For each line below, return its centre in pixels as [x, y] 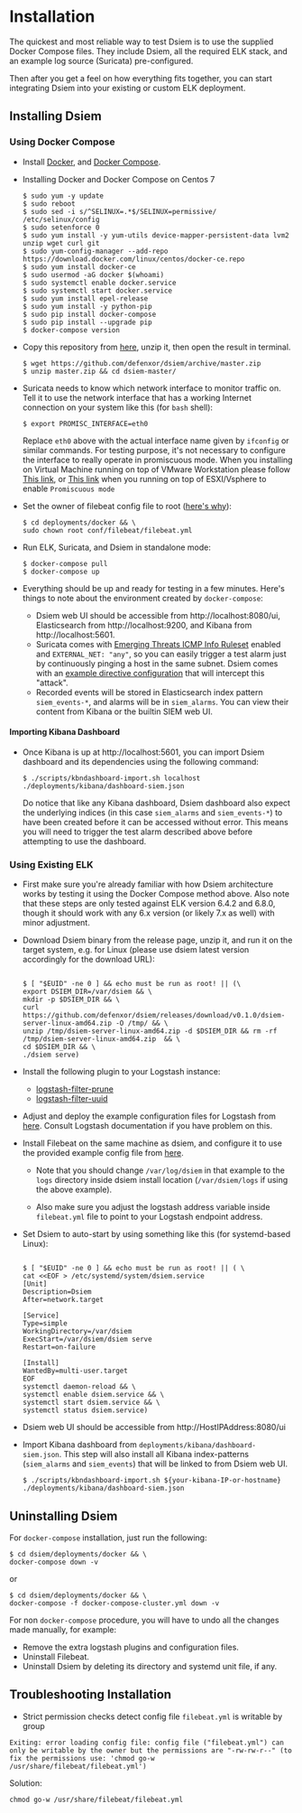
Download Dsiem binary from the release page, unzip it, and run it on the [157, 940]
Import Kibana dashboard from [79, 1445]
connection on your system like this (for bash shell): [118, 407]
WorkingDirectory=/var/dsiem [77, 1332]
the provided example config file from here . [103, 1153]
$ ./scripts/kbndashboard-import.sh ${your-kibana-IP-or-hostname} [151, 1481]
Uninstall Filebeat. [56, 1656]
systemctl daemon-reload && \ [79, 1387]
